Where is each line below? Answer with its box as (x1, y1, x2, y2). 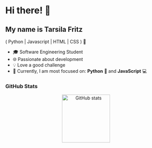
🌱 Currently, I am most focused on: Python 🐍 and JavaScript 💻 (12, 68, 147, 74)
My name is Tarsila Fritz (5, 25, 83, 34)
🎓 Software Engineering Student (12, 49, 83, 55)
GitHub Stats (5, 82, 38, 90)
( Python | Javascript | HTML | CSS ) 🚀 (5, 38, 86, 45)
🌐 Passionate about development (12, 56, 83, 62)
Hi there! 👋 (5, 5, 51, 16)
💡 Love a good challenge (12, 62, 66, 68)
